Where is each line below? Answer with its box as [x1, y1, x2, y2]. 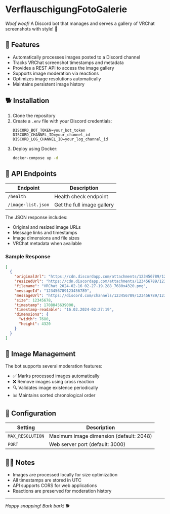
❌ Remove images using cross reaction [12, 379, 95, 385]
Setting [17, 424, 35, 431]
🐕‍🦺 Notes [5, 458, 35, 467]
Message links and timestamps [12, 230, 77, 236]
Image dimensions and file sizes [12, 235, 80, 241]
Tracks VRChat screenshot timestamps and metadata [12, 59, 124, 66]
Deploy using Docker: [12, 145, 58, 152]
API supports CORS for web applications [12, 482, 97, 489]
